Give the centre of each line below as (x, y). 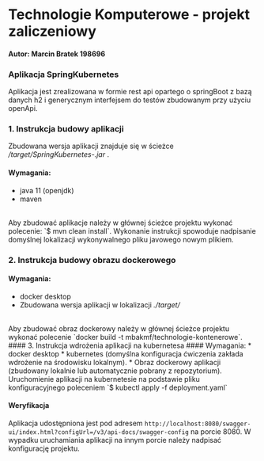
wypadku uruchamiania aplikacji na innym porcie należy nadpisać (115, 440)
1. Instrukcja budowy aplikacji (66, 129)
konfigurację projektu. (44, 448)
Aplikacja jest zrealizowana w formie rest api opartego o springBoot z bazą (130, 92)
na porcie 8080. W (221, 431)
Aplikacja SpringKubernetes (64, 74)
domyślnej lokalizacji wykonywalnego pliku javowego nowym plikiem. (121, 239)
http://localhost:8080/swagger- (198, 424)
